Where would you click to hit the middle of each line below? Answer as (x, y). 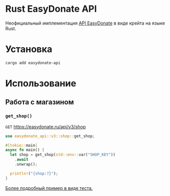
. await (22, 160)
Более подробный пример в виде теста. (49, 188)
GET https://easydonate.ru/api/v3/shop (46, 126)
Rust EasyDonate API (51, 9)
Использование (41, 83)
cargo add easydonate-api (33, 63)
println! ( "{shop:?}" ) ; (34, 173)
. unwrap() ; (26, 164)
